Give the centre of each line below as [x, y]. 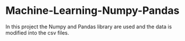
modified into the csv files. [37, 32]
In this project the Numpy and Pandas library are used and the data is [89, 27]
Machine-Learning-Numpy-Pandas [92, 11]
